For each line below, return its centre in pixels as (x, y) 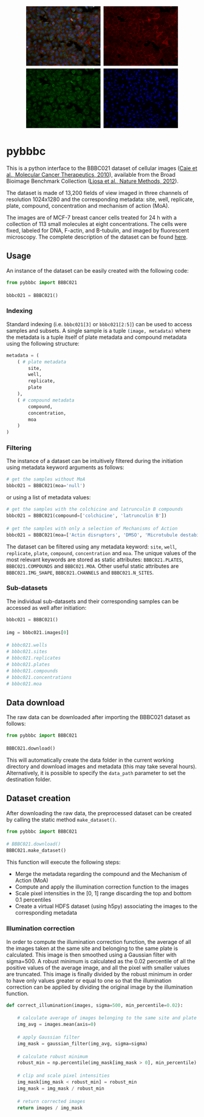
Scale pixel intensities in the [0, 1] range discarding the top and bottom (103, 893)
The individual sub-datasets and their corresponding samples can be (93, 601)
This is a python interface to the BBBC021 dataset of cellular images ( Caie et (102, 168)
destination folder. (29, 779)
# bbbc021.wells (27, 645)
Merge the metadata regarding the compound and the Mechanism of (101, 874)
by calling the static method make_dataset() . (62, 819)
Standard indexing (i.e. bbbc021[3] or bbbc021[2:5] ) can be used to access (99, 324)
